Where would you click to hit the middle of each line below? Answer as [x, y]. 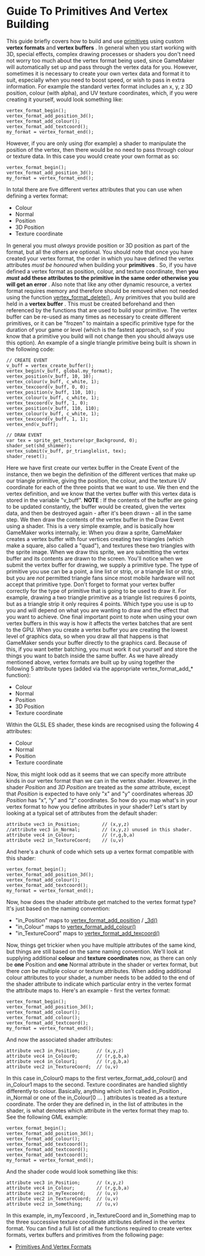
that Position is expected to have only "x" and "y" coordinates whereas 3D [100, 794]
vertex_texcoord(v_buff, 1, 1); [47, 419]
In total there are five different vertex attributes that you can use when [94, 189]
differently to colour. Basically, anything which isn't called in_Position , [95, 1091]
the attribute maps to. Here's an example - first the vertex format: [88, 990]
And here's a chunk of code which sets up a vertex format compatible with [100, 852]
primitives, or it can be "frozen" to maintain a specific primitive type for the [100, 323]
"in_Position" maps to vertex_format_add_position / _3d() [86, 920]
